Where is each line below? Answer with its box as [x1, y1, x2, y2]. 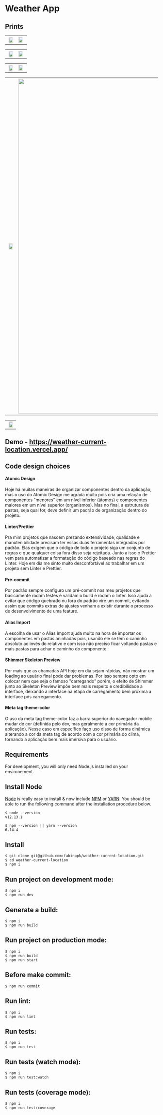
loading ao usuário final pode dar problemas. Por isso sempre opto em [5, 673, 146, 679]
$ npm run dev [5, 893, 34, 898]
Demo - [5, 438, 28, 446]
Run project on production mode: [5, 936, 107, 944]
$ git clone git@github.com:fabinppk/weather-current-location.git [5, 854, 145, 859]
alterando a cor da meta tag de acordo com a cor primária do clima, [5, 731, 140, 737]
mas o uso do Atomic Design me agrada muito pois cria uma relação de [5, 491, 148, 497]
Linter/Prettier [5, 524, 34, 529]
